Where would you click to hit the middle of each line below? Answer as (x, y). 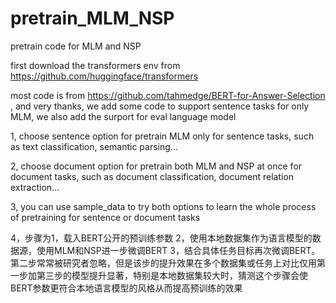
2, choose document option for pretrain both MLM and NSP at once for (156, 166)
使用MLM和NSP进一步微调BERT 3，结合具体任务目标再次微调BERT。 (178, 250)
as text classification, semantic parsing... (94, 146)
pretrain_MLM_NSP (92, 18)
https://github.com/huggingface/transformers (104, 76)
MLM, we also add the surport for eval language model (123, 116)
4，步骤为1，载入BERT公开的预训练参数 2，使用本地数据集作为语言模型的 (161, 238)
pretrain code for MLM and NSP (76, 46)
